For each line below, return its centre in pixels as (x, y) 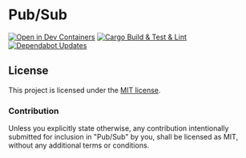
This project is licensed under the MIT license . (85, 90)
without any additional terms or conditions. (79, 145)
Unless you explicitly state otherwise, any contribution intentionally (119, 128)
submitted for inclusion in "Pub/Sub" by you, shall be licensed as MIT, (123, 137)
